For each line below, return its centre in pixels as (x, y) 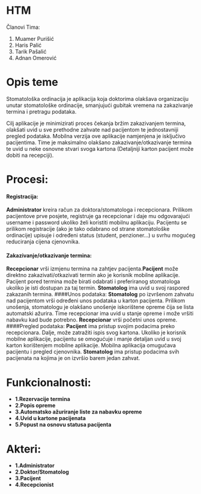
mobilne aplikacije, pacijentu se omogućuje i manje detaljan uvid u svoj (94, 339)
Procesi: (27, 179)
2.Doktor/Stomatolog (42, 472)
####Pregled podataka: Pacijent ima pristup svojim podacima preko (91, 326)
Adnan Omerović (36, 58)
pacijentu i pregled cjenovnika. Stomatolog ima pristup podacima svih (93, 352)
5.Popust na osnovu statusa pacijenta (63, 425)
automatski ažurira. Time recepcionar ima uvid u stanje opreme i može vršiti (100, 314)
